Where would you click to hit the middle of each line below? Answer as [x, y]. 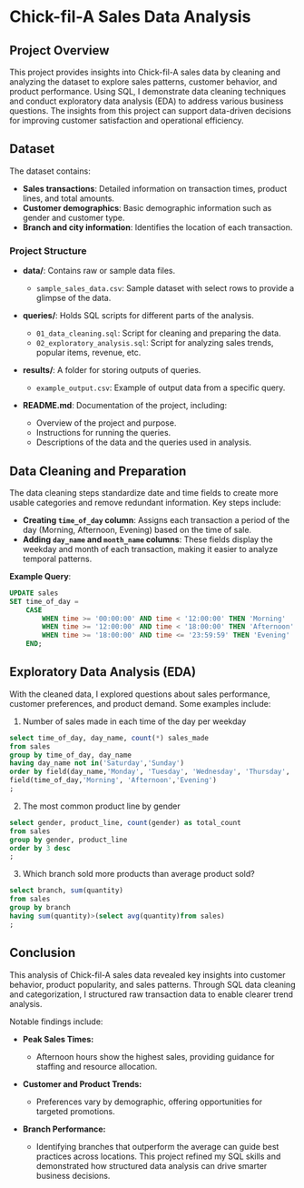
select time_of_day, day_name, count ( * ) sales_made [109, 738]
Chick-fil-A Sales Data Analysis [130, 17]
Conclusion [43, 953]
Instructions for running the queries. [103, 433]
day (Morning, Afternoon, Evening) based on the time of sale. [137, 529]
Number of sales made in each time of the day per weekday [134, 721]
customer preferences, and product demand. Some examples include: [140, 703]
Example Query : [40, 576]
